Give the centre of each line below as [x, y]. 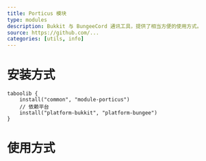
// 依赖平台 [34, 107]
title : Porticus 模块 [37, 13]
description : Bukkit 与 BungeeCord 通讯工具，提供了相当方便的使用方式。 [105, 26]
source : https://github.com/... [53, 33]
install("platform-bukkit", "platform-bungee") [88, 113]
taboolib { [23, 94]
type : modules [27, 20]
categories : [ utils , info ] [46, 39]
